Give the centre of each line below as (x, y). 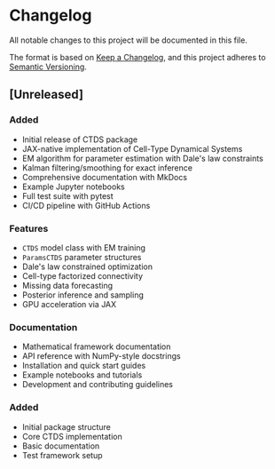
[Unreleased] (47, 95)
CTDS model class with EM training (84, 247)
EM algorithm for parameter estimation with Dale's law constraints (142, 158)
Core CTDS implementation (72, 436)
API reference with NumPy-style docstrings (101, 356)
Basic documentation (61, 446)
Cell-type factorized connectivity (82, 275)
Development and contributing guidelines (98, 385)
